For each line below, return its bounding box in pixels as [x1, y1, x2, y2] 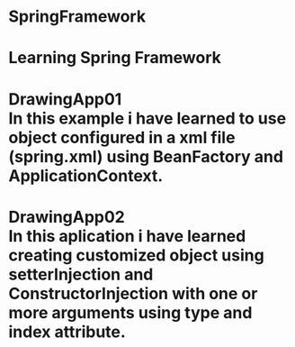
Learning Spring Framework [8, 48, 221, 68]
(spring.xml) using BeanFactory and [8, 146, 284, 167]
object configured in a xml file [8, 127, 236, 148]
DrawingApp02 [8, 206, 125, 227]
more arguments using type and [8, 302, 253, 323]
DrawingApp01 [8, 88, 122, 109]
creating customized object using [8, 245, 264, 265]
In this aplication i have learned [8, 225, 246, 246]
